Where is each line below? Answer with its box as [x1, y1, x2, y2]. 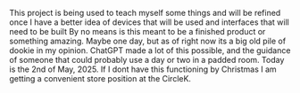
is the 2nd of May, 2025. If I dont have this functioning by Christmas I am [9, 64, 277, 74]
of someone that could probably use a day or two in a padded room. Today [9, 55, 285, 65]
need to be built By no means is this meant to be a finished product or [9, 27, 266, 36]
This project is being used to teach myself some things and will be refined [9, 8, 281, 18]
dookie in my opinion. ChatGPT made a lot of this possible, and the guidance [9, 45, 291, 56]
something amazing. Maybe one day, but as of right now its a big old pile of [9, 35, 287, 46]
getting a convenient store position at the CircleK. [9, 74, 192, 83]
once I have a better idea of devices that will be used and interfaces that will [9, 17, 290, 27]
